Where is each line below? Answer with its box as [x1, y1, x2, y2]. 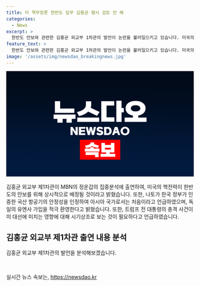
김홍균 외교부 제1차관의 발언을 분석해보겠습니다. [6, 249, 117, 256]
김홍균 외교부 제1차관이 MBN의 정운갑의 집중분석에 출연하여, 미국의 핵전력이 [6, 184, 183, 191]
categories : [6, 15, 36, 22]
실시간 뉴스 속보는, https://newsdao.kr [6, 273, 97, 281]
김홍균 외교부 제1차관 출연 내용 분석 [6, 232, 127, 243]
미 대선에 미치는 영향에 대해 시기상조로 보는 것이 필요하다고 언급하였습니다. [6, 213, 180, 220]
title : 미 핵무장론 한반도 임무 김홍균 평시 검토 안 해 [6, 10, 124, 15]
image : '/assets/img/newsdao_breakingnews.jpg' [6, 54, 127, 60]
